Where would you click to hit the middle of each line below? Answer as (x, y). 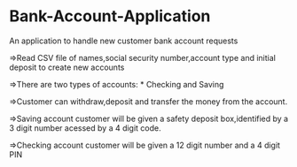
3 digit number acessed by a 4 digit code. (85, 128)
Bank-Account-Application (110, 16)
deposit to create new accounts (67, 67)
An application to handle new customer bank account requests (124, 41)
